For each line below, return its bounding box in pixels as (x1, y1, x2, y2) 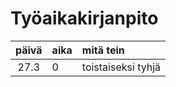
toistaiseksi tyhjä (81, 60, 162, 74)
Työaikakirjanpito (10, 7, 159, 30)
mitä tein (81, 43, 125, 57)
